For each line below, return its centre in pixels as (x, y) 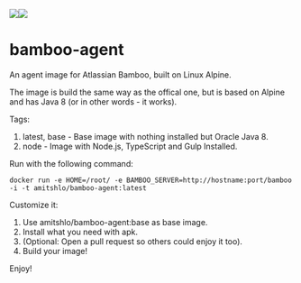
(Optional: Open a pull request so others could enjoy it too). (132, 241)
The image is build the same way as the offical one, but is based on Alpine (147, 92)
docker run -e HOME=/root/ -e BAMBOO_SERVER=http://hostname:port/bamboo (151, 180)
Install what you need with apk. (80, 232)
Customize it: (34, 205)
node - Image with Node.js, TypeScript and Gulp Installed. (130, 146)
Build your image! (55, 251)
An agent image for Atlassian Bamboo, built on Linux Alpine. (120, 74)
